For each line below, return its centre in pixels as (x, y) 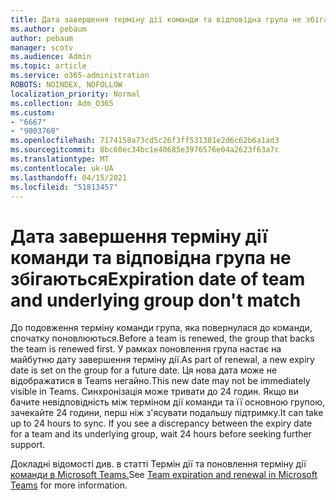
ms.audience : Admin (51, 57)
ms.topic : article (48, 66)
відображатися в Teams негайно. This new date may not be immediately (160, 381)
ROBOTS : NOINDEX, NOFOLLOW (66, 85)
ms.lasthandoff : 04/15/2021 (69, 177)
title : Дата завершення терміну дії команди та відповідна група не (156, 19)
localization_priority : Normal (75, 94)
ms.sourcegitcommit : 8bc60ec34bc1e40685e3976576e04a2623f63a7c (145, 150)
